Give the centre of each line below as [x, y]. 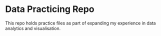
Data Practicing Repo [50, 9]
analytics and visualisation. [33, 28]
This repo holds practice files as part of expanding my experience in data [80, 23]
